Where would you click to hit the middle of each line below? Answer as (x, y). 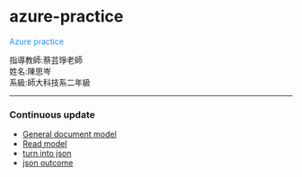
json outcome (48, 163)
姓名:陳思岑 (31, 71)
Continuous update (53, 114)
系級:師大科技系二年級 (50, 82)
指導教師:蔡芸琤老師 (46, 59)
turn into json (47, 154)
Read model (44, 144)
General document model (69, 134)
